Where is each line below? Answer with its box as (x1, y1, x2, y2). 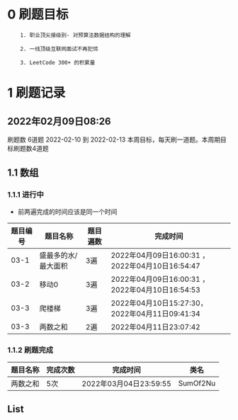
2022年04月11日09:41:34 (110, 309, 200, 319)
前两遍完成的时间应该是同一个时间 (17, 207, 118, 216)
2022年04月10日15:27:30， (110, 298, 208, 308)
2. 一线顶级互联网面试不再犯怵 (20, 45, 98, 52)
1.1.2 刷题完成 (7, 345, 54, 355)
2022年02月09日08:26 (7, 115, 111, 127)
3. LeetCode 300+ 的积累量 (20, 59, 96, 66)
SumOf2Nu (178, 378, 216, 388)
